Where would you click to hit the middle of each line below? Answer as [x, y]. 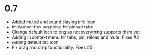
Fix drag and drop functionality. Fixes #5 [52, 47]
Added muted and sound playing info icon [53, 22]
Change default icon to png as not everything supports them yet [76, 32]
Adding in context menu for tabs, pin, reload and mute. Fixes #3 [75, 37]
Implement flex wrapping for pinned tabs [52, 27]
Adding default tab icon [35, 42]
